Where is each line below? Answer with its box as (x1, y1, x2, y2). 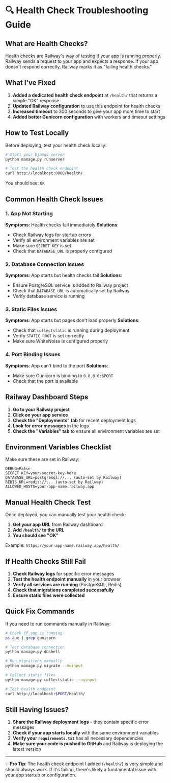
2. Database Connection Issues (5, 261, 84, 268)
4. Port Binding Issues (5, 351, 61, 358)
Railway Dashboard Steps (5, 393, 89, 402)
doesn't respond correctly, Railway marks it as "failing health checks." (5, 64, 152, 70)
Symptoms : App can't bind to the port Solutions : (5, 362, 108, 369)
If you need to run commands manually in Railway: (5, 620, 111, 627)
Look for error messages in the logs (12, 423, 89, 429)
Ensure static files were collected (12, 592, 85, 598)
